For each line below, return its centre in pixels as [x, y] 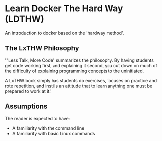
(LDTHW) [25, 19]
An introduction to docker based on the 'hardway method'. [65, 33]
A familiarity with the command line [48, 128]
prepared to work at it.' [28, 91]
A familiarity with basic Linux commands [54, 133]
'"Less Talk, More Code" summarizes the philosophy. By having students [79, 60]
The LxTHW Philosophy [42, 48]
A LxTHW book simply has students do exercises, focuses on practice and [81, 80]
